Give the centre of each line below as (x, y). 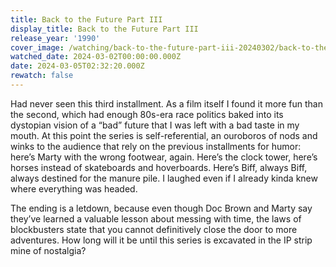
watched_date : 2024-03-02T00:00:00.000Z (96, 57)
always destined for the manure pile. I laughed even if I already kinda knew (164, 178)
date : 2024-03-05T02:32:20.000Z (77, 66)
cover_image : (37, 47)
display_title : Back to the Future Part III (104, 29)
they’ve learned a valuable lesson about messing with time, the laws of (156, 218)
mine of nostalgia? (48, 250)
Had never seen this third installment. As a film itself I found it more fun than (166, 103)
